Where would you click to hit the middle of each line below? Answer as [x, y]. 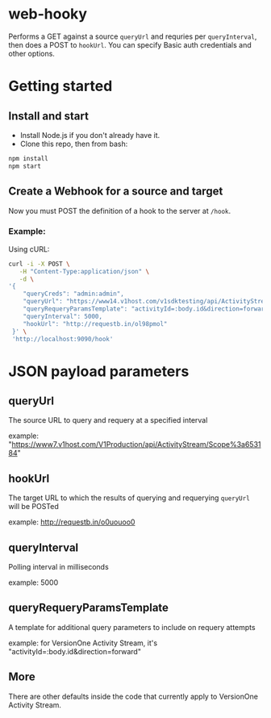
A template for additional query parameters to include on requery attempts [132, 627]
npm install [28, 158]
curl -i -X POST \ [39, 264]
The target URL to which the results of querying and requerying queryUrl [129, 498]
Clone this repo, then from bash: [74, 144]
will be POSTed [33, 507]
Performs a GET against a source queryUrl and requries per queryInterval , [133, 36]
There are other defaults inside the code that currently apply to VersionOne [133, 696]
